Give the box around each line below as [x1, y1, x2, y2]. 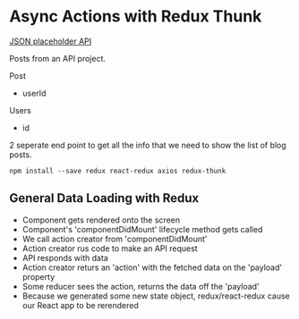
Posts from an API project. [9, 53, 106, 63]
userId [21, 88, 47, 98]
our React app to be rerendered [21, 299, 139, 310]
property [21, 271, 56, 282]
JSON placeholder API [9, 36, 92, 46]
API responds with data [21, 252, 109, 263]
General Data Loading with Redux [9, 190, 200, 206]
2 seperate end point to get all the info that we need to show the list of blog [9, 139, 286, 150]
